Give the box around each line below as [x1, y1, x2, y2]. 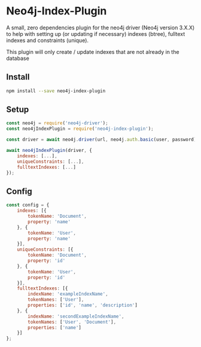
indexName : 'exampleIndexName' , [28, 291, 109, 297]
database [6, 54, 30, 62]
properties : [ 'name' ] [28, 324, 82, 330]
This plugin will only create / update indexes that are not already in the [6, 48, 179, 55]
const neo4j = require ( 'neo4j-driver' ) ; [6, 120, 109, 126]
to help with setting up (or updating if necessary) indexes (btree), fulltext [6, 30, 185, 37]
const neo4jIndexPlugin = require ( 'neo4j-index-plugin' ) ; [6, 126, 154, 132]
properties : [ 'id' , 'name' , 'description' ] [28, 302, 138, 308]
